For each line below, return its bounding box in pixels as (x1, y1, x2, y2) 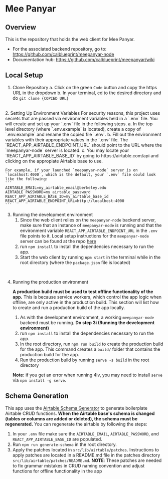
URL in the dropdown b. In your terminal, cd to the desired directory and (12, 90, 161, 96)
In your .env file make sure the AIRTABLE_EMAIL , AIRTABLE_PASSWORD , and (12, 430, 159, 436)
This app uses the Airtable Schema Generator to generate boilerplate (5, 405, 148, 411)
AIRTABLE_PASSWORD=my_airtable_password (5, 189, 91, 194)
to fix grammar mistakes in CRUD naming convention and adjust (12, 462, 145, 468)
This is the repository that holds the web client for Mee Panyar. (5, 36, 135, 42)
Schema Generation (5, 392, 69, 400)
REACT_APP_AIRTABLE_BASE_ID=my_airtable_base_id (5, 194, 109, 199)
